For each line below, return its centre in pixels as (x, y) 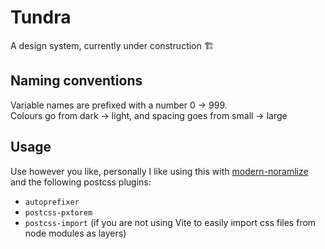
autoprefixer (52, 202)
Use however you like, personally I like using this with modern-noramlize (159, 171)
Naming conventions (76, 81)
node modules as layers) (75, 233)
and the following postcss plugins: (81, 182)
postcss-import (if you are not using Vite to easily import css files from (170, 222)
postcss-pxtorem (58, 212)
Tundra (41, 17)
